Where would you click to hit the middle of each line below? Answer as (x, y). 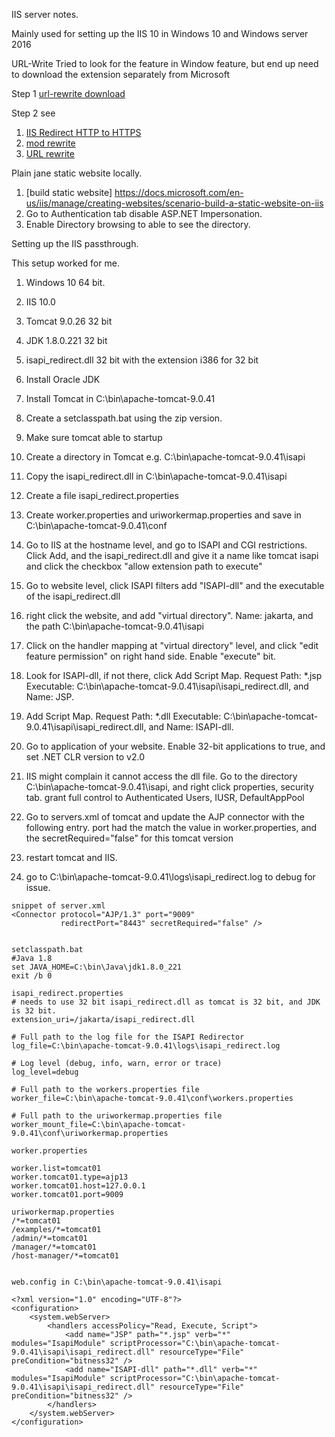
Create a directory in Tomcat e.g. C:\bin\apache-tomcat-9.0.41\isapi (165, 457)
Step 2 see (33, 113)
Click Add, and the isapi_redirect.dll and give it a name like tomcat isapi (172, 555)
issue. (38, 887)
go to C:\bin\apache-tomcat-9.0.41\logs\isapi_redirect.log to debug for (170, 877)
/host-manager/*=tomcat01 (65, 1256)
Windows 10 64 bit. (65, 282)
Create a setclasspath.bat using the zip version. (124, 418)
